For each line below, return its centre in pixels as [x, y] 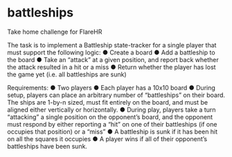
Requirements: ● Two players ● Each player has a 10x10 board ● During [111, 87]
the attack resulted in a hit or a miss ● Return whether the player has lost [111, 67]
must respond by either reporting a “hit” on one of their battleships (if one [112, 124]
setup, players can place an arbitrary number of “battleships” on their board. [116, 95]
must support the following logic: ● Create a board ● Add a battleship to [111, 52]
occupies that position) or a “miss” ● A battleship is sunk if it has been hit [113, 132]
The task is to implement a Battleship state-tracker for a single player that [112, 45]
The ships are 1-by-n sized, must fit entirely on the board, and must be [108, 102]
